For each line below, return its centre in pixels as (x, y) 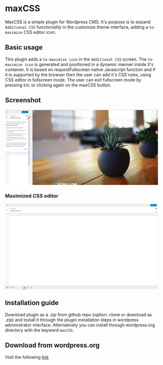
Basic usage (24, 47)
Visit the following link (27, 357)
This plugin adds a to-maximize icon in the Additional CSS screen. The (76, 59)
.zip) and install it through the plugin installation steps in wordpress (72, 320)
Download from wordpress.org (52, 345)
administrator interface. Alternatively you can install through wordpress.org (80, 325)
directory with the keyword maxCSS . (40, 330)
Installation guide (32, 303)
